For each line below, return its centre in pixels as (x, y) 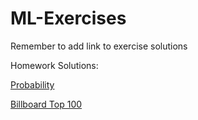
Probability (32, 84)
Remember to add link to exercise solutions (99, 46)
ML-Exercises (68, 18)
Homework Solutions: (54, 65)
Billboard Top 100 (46, 104)
